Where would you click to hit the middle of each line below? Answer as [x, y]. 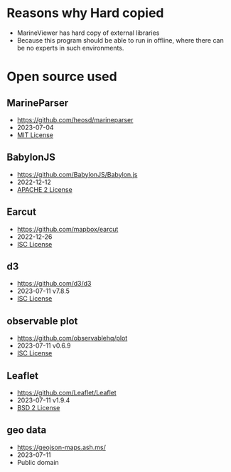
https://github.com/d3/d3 [54, 284]
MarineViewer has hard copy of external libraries [88, 33]
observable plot [42, 321]
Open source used [62, 77]
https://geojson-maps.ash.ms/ [61, 447]
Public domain [38, 462]
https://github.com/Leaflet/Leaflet [66, 393]
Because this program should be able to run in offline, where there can [120, 40]
